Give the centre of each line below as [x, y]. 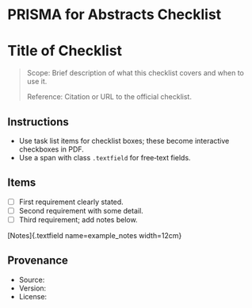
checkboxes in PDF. [51, 149]
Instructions [38, 122]
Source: [32, 279]
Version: [32, 288]
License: [33, 296]
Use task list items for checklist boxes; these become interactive [124, 141]
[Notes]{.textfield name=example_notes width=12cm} [95, 235]
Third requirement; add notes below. [78, 219]
